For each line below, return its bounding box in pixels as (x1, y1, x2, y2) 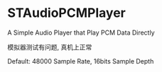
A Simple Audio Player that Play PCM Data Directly (7, 28, 155, 37)
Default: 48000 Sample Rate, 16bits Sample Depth (7, 56, 154, 65)
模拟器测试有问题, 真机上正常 (7, 42, 92, 51)
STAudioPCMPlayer (7, 5, 126, 21)
